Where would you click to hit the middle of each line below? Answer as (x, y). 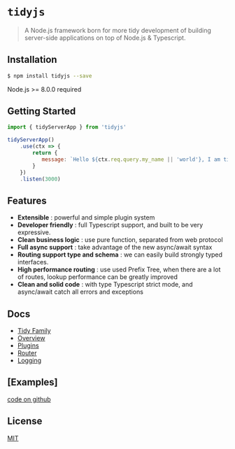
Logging (29, 361)
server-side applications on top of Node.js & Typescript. (105, 38)
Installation (32, 60)
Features (27, 200)
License (25, 421)
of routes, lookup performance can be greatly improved (98, 277)
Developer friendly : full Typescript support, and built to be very (110, 225)
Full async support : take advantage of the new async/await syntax (115, 248)
